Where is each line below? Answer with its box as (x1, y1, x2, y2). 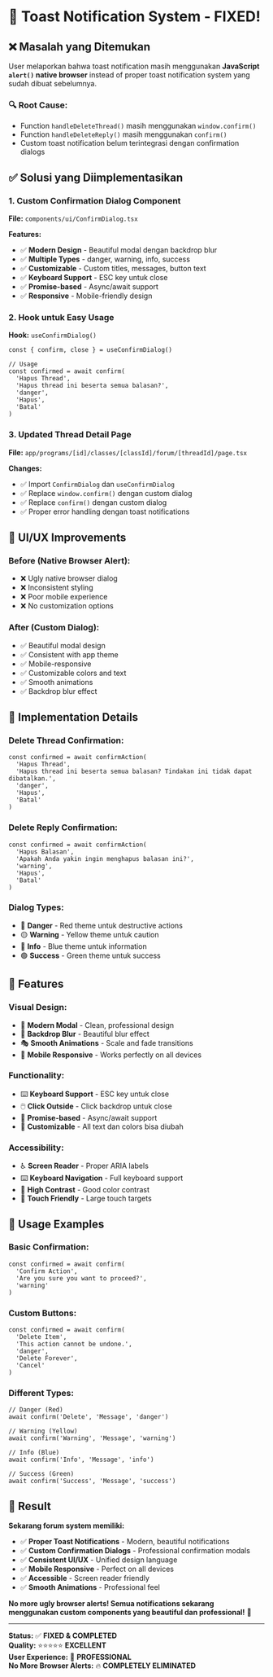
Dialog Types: (8, 902, 64, 913)
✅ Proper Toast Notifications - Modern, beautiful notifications (19, 1537, 230, 1547)
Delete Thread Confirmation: (8, 735, 124, 746)
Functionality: (8, 1070, 65, 1082)
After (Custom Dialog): (8, 622, 100, 634)
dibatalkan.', (8, 775, 57, 783)
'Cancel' (15, 1362, 45, 1370)
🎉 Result (8, 1499, 51, 1513)
